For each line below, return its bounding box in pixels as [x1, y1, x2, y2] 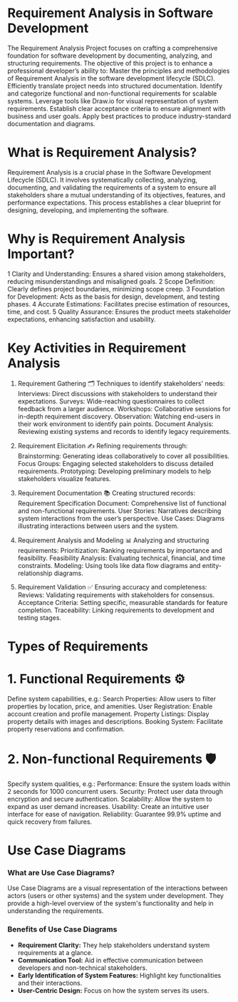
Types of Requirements [7, 638, 148, 654]
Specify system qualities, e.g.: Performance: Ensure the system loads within [7, 779, 230, 788]
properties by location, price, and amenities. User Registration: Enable [7, 702, 213, 711]
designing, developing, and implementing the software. [7, 205, 170, 215]
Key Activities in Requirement [7, 340, 187, 356]
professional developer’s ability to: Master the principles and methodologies [7, 66, 230, 75]
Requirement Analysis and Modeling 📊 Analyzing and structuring [17, 536, 209, 544]
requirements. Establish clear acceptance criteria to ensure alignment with [7, 104, 226, 113]
